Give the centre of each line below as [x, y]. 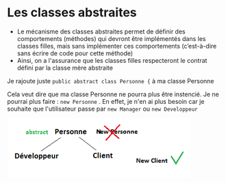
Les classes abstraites [72, 13]
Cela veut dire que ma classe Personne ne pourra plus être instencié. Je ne [113, 94]
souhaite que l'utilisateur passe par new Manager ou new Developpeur [102, 109]
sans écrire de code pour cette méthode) [75, 53]
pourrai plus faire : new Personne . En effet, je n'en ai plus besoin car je [106, 101]
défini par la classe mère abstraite [65, 68]
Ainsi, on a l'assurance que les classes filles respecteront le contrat [112, 60]
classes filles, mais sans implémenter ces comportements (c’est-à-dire [117, 46]
